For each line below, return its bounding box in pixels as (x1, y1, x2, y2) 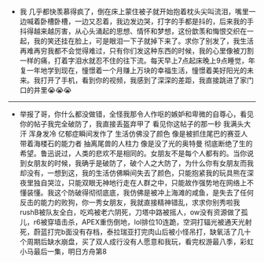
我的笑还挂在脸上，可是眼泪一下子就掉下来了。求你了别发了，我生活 (33, 36, 254, 46)
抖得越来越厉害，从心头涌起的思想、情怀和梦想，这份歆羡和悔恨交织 (19, 27, 240, 35)
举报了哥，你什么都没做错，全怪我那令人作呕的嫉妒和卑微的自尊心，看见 (19, 109, 254, 119)
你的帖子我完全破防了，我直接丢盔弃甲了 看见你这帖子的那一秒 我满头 (19, 119, 244, 128)
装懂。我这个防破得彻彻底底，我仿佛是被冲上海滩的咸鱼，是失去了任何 (26, 188, 254, 197)
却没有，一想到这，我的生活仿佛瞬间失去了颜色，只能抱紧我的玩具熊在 (19, 168, 247, 177)
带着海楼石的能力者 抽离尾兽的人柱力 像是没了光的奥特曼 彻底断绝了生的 (19, 139, 253, 148)
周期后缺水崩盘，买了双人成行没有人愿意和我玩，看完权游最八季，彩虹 (26, 237, 254, 246)
